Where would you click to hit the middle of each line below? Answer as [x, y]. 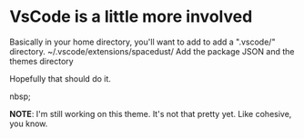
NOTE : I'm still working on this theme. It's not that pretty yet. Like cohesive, [151, 113]
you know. [29, 123]
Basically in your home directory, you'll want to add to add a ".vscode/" [142, 42]
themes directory [42, 61]
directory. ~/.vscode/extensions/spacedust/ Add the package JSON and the [152, 51]
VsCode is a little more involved [131, 17]
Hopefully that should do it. [61, 78]
